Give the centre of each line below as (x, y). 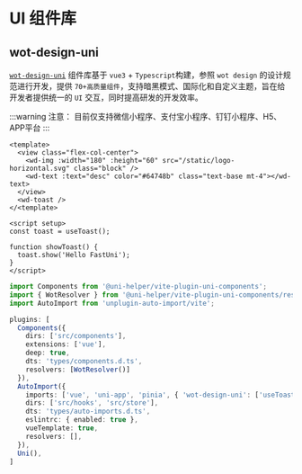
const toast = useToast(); (60, 231)
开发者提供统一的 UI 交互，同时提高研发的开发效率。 (107, 97)
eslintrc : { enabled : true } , (82, 420)
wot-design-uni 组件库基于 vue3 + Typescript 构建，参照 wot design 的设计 (146, 75)
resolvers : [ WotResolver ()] (78, 370)
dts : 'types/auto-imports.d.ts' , (88, 411)
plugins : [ (30, 319)
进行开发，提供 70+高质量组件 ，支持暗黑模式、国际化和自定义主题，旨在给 (151, 86)
